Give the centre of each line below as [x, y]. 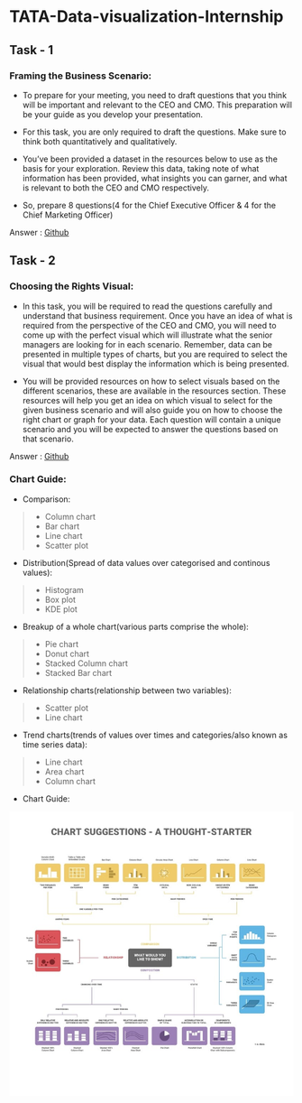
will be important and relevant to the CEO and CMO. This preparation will [157, 105]
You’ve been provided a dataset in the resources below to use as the [150, 159]
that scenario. [48, 439]
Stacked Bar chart [78, 672]
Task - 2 [32, 260]
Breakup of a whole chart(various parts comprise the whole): [136, 626]
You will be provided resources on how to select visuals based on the [151, 381]
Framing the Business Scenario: [80, 76]
